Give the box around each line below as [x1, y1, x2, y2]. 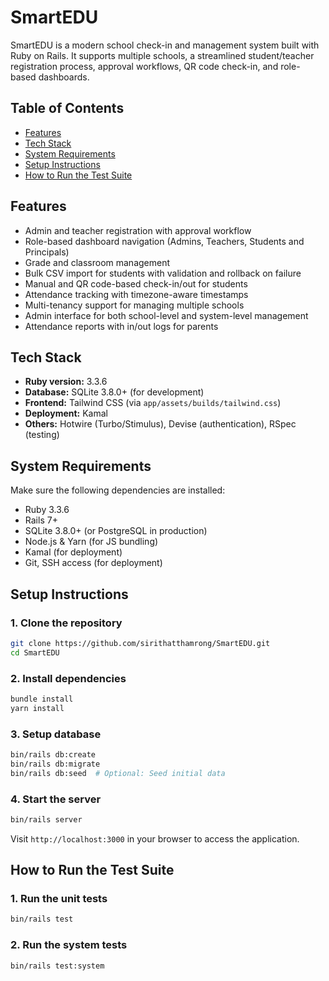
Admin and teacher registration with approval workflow [24, 224, 252, 236]
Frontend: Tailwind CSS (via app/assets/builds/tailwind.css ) [24, 397, 282, 409]
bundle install [10, 694, 74, 704]
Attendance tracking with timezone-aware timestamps [24, 288, 249, 300]
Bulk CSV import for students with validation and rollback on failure [24, 267, 302, 279]
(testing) [24, 429, 60, 441]
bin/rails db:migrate [10, 759, 101, 769]
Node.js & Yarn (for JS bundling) [24, 536, 159, 548]
